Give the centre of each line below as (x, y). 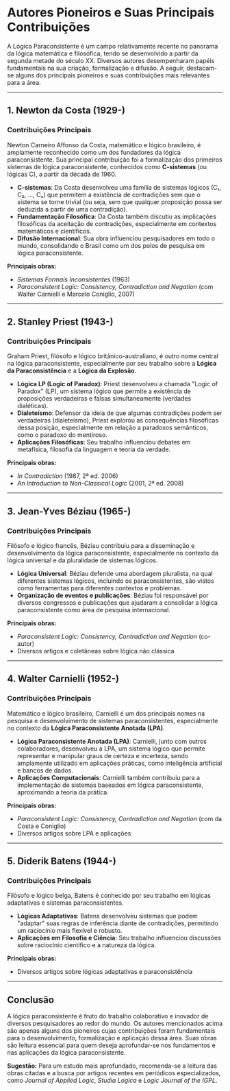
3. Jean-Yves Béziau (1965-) (69, 511)
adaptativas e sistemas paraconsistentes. (66, 903)
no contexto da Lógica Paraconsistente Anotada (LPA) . (86, 728)
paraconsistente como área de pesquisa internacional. (94, 610)
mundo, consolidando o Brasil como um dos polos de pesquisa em (111, 245)
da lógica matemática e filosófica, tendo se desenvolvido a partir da (103, 53)
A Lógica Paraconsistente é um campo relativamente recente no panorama (113, 46)
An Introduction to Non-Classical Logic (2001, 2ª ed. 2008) (100, 484)
